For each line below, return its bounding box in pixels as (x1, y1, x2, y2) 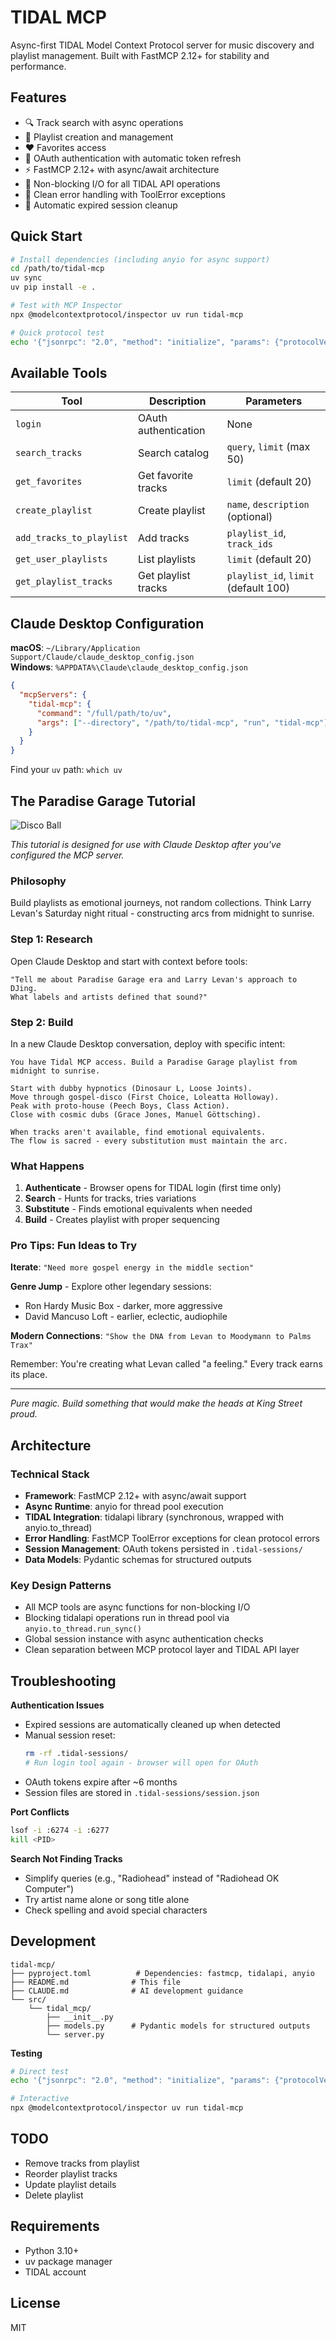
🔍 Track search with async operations (24, 116, 184, 128)
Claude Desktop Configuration (10, 615, 205, 632)
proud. (10, 1408, 38, 1420)
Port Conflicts (10, 1806, 70, 1818)
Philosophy (10, 874, 67, 888)
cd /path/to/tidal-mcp (10, 264, 105, 274)
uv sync (10, 273, 43, 283)
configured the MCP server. (10, 849, 125, 861)
